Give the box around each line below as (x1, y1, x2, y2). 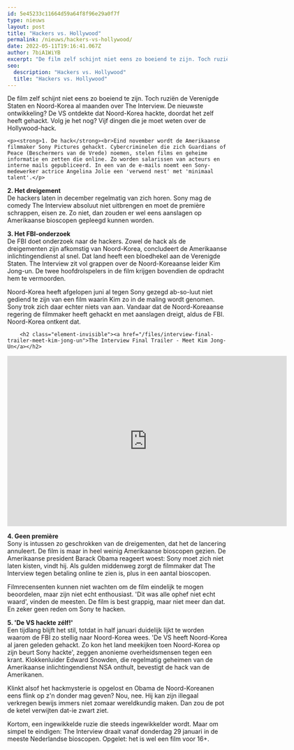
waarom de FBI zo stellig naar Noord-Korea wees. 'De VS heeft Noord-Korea (7, 633, 228, 642)
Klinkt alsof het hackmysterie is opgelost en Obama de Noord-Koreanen (7, 684, 214, 693)
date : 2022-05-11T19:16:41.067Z (7, 43, 101, 50)
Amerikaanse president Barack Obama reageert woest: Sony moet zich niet (7, 554, 224, 563)
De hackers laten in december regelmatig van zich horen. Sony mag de (7, 194, 212, 203)
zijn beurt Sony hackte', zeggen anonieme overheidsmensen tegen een (7, 648, 212, 657)
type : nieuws (7, 17, 45, 24)
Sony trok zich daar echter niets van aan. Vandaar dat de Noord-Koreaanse (7, 303, 224, 311)
